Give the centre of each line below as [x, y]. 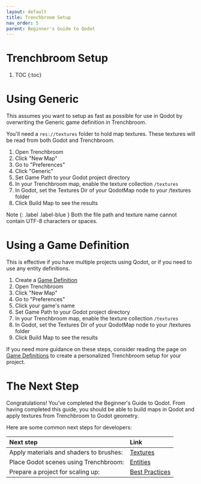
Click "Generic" [34, 171]
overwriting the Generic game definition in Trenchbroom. [76, 122]
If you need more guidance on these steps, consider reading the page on [97, 349]
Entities [140, 462]
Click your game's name [45, 306]
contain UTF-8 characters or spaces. [52, 221]
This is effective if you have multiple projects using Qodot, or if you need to [99, 262]
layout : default [26, 12]
